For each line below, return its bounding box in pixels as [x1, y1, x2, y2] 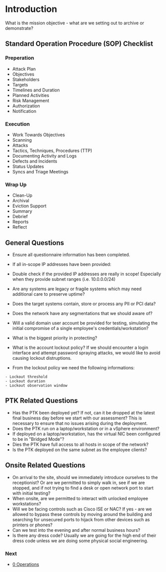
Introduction [5, 3, 57, 15]
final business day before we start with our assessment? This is [12, 415, 142, 421]
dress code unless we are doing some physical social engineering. [12, 538, 149, 544]
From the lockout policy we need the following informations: [12, 365, 135, 371]
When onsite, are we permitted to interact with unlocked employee [12, 495, 149, 501]
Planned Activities [12, 92, 50, 98]
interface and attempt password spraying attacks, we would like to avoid [12, 350, 161, 356]
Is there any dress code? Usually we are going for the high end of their [12, 532, 157, 538]
